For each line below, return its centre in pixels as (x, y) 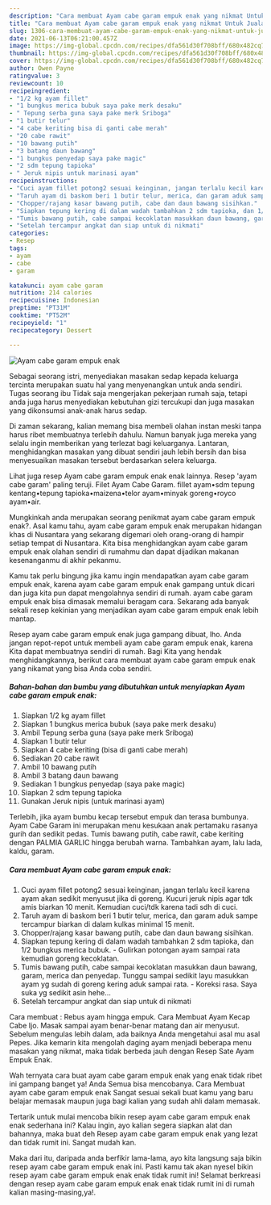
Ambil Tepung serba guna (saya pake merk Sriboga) (107, 733)
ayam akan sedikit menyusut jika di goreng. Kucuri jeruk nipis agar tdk (137, 899)
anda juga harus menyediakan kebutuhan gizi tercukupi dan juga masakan (132, 402)
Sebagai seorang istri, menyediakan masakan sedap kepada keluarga (124, 376)
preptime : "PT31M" (40, 308)
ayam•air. (25, 502)
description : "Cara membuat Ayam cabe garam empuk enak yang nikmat (126, 16)
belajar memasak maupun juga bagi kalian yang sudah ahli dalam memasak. (135, 1101)
